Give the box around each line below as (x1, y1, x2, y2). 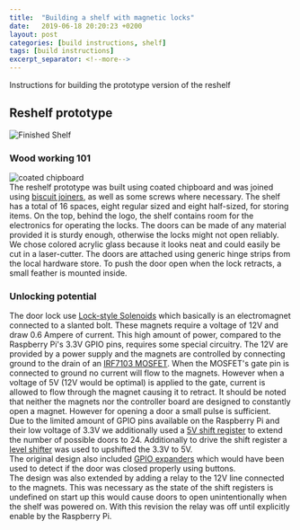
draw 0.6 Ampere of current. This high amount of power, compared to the (9, 330, 281, 340)
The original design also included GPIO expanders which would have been (9, 454, 285, 464)
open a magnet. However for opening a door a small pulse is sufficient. (9, 406, 271, 417)
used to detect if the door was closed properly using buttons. (9, 464, 236, 474)
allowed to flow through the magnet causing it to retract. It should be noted (9, 387, 287, 398)
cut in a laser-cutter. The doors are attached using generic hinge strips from (9, 249, 291, 260)
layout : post (9, 30, 58, 39)
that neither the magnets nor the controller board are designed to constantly (9, 396, 291, 407)
